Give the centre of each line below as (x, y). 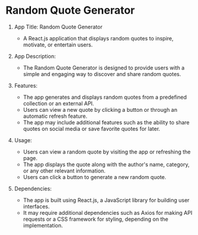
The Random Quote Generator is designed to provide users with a (104, 68)
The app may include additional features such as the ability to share (106, 122)
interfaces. (36, 206)
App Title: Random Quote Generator (58, 27)
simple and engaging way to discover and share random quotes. (102, 74)
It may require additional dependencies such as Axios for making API (108, 212)
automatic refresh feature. (55, 116)
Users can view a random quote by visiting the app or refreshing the (107, 152)
